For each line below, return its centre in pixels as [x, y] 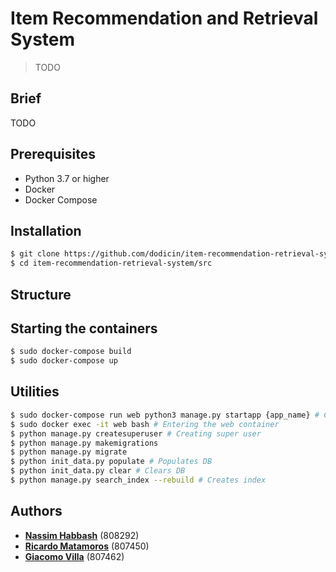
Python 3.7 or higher [67, 178]
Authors [36, 511]
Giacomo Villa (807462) [74, 556]
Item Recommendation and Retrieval [164, 18]
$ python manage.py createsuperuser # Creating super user [136, 433]
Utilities [35, 392]
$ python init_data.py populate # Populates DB [111, 462]
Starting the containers [84, 328]
